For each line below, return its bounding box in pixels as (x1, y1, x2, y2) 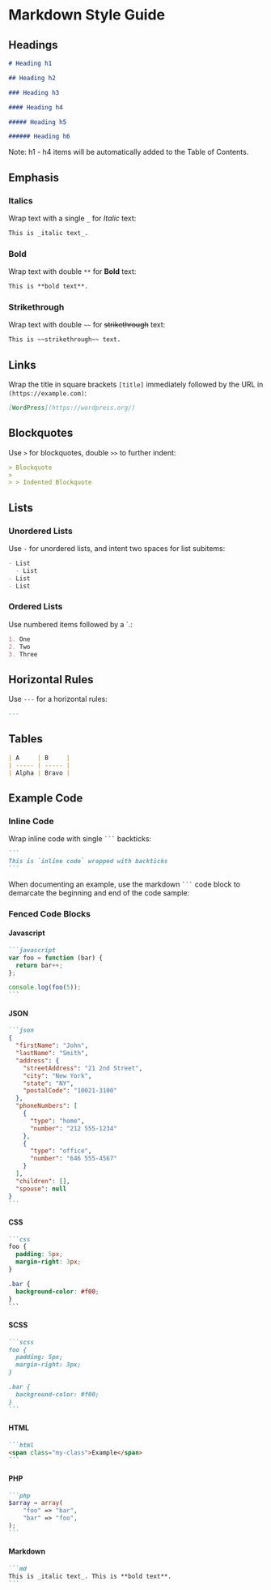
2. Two (8, 643, 31, 651)
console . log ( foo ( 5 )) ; (8, 983, 82, 992)
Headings (8, 38, 58, 52)
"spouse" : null (15, 1185, 67, 1193)
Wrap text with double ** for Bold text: (8, 267, 137, 276)
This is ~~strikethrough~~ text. (8, 336, 121, 344)
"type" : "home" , (29, 1117, 85, 1125)
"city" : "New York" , (23, 1071, 92, 1079)
